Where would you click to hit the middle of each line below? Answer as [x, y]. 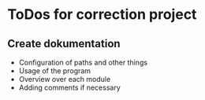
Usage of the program [55, 71]
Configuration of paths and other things [83, 62]
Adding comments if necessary [70, 87]
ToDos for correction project [102, 15]
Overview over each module [65, 79]
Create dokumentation [64, 44]
